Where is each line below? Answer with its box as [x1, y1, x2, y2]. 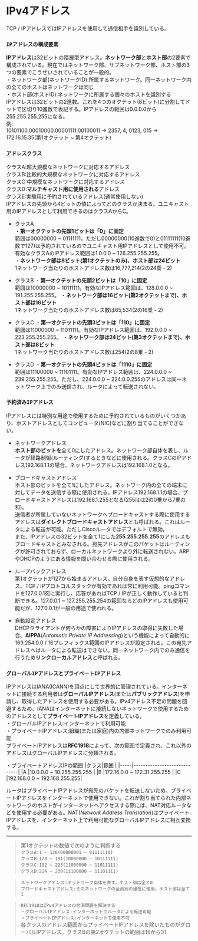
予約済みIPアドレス [6, 399, 54, 406]
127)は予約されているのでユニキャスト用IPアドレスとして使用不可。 [25, 242, 190, 249]
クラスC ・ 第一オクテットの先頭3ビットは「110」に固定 [14, 318, 150, 326]
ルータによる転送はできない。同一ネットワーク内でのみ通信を [40, 646, 190, 653]
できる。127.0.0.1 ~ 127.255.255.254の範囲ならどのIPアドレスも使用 [19, 597, 184, 604]
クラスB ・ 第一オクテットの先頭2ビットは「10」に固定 [14, 277, 147, 284]
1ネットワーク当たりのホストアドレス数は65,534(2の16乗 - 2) [14, 306, 163, 313]
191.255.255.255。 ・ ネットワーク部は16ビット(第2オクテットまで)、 [14, 291, 182, 298]
